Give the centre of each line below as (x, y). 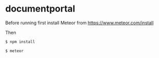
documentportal (40, 9)
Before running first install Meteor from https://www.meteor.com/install (80, 23)
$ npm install (20, 42)
